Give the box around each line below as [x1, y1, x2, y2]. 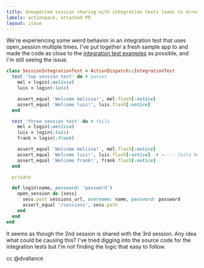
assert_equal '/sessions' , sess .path [22, 202, 118, 208]
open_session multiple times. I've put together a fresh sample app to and [6, 43, 188, 50]
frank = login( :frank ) [17, 135, 75, 142]
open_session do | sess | [17, 191, 78, 197]
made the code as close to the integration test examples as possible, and [6, 50, 189, 57]
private [12, 174, 32, 180]
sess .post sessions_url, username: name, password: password [22, 196, 181, 202]
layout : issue [6, 20, 42, 26]
